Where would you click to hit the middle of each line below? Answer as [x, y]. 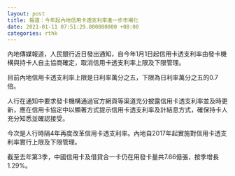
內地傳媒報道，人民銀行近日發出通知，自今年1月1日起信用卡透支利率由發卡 [114, 54]
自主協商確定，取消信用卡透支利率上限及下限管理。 [111, 63]
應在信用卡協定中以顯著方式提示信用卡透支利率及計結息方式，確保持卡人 [123, 110]
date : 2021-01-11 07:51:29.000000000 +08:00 [73, 27]
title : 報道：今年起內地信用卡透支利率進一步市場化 [73, 20]
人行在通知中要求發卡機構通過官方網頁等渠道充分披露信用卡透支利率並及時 [114, 101]
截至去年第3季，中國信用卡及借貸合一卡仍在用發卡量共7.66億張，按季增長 [113, 157]
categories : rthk [33, 33]
